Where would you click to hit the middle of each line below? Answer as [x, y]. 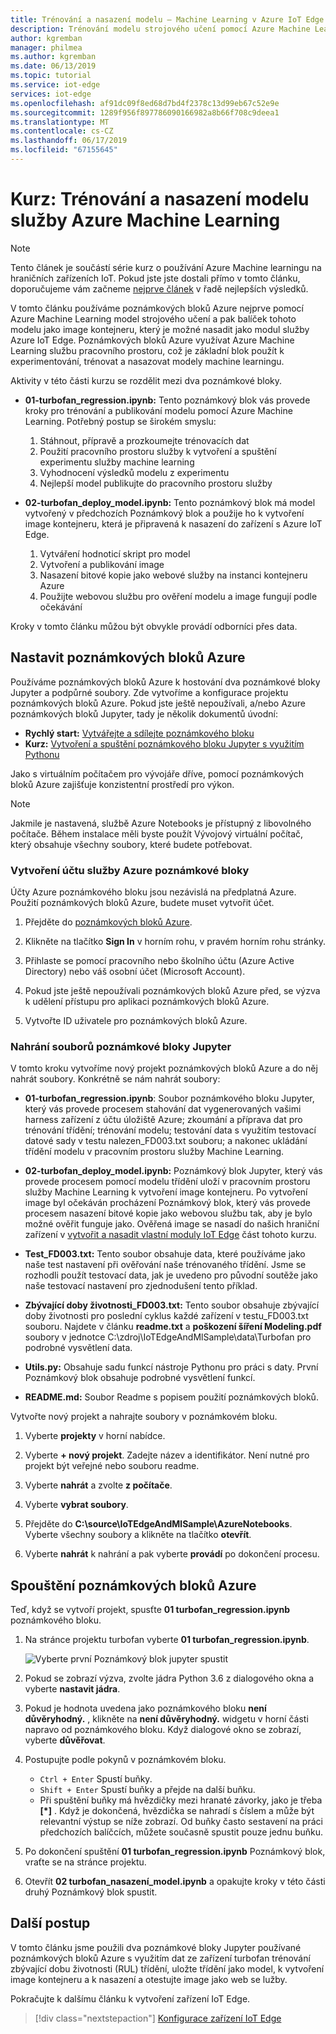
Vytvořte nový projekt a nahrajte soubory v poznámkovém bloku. [144, 1417]
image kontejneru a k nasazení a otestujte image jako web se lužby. [149, 1979]
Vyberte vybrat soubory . [76, 1505]
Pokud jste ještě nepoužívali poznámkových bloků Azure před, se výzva [172, 990]
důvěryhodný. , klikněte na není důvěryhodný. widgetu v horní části [166, 1719]
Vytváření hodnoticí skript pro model [115, 553]
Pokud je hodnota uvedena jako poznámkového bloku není [145, 1708]
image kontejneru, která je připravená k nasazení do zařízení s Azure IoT [173, 523]
